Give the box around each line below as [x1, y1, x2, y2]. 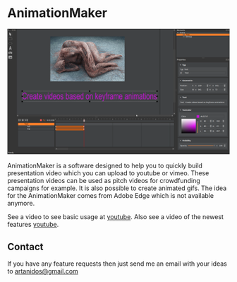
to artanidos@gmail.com [7, 267, 79, 276]
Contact [7, 240, 44, 252]
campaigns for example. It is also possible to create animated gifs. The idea [7, 184, 227, 192]
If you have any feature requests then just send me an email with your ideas [7, 259, 227, 268]
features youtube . [7, 221, 59, 229]
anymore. [7, 199, 35, 208]
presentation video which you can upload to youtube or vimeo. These [7, 169, 209, 177]
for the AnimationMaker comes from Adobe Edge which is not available [7, 192, 214, 200]
